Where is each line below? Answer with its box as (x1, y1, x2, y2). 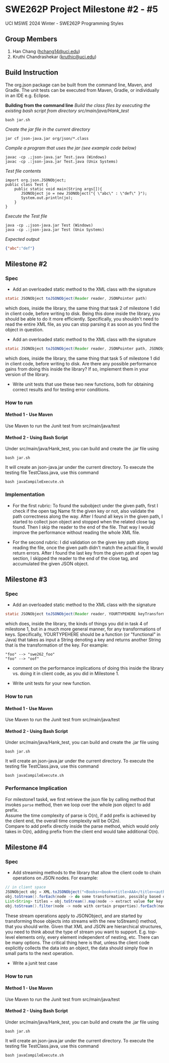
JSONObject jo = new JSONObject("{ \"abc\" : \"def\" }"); (21, 191, 147, 196)
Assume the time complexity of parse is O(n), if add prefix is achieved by (5, 812, 156, 818)
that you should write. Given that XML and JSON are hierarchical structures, (5, 923, 162, 929)
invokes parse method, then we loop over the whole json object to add (5, 802, 151, 808)
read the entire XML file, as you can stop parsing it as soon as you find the (5, 322, 159, 327)
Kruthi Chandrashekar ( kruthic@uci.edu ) (12, 54, 97, 60)
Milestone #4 (5, 843, 48, 852)
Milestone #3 (5, 575, 48, 583)
